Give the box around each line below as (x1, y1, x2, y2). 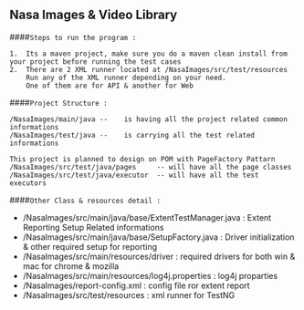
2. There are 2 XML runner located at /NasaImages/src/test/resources (9, 65, 288, 74)
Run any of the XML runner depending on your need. (26, 73, 226, 82)
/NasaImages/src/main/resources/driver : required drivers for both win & (22, 251, 296, 262)
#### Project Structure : (9, 97, 108, 108)
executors (9, 178, 47, 188)
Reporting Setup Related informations (22, 222, 164, 232)
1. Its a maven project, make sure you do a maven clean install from (9, 49, 288, 58)
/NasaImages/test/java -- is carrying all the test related (9, 130, 256, 139)
